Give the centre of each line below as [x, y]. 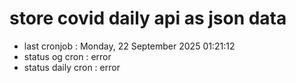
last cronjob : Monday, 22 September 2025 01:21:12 [129, 46]
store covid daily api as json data [148, 18]
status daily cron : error [72, 67]
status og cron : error [67, 56]
